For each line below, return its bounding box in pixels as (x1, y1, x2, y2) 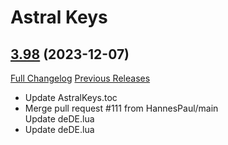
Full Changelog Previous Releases (10, 72, 151, 84)
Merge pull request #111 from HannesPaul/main (24, 102, 219, 114)
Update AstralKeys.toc (24, 92, 118, 103)
